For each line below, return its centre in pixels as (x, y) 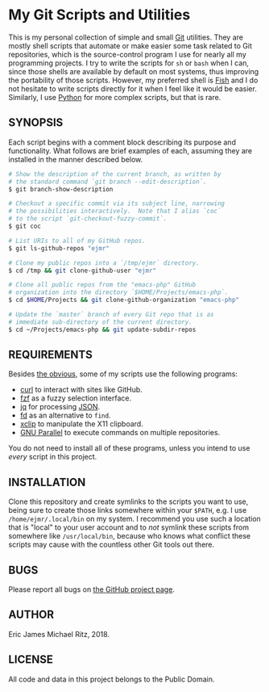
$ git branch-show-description (61, 189)
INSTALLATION (47, 482)
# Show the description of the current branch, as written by (115, 174)
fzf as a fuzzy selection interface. (76, 398)
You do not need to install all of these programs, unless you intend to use (129, 448)
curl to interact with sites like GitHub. (81, 390)
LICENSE (31, 660)
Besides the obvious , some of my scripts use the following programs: (123, 374)
